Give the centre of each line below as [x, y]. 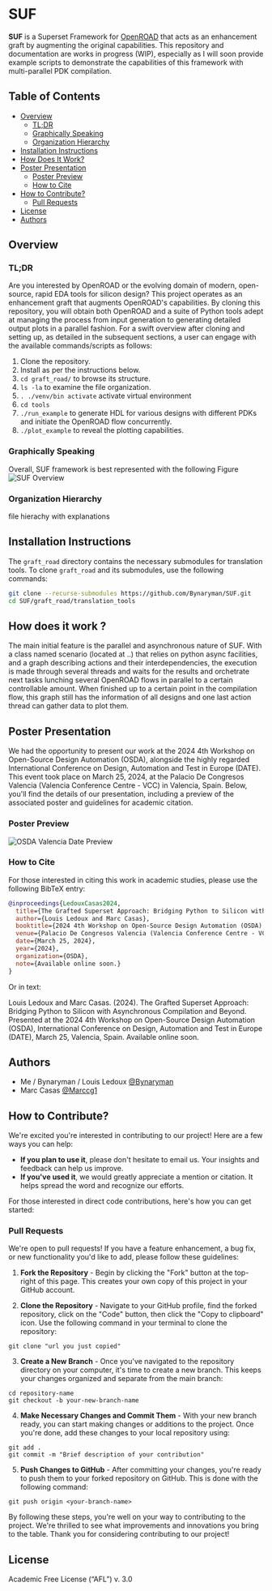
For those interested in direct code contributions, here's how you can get [130, 1201]
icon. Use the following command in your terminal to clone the [124, 1323]
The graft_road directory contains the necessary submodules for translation [136, 561]
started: [21, 1210]
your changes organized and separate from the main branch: [121, 1379]
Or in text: [25, 986]
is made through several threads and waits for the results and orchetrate [129, 671]
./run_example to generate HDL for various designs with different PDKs [138, 413]
